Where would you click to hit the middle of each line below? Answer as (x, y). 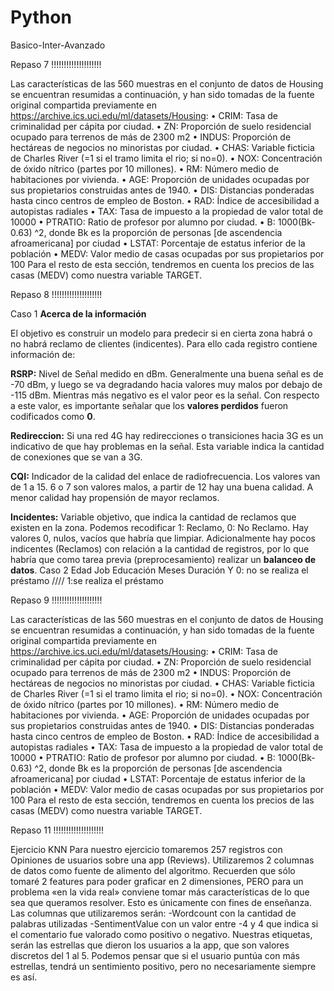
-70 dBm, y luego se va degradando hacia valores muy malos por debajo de (166, 384)
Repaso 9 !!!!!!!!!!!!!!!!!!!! (56, 600)
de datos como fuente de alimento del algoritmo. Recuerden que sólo (153, 870)
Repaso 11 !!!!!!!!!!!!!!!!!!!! (57, 830)
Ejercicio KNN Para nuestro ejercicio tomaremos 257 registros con (146, 849)
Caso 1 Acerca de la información (78, 313)
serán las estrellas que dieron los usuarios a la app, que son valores (150, 945)
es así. (24, 977)
